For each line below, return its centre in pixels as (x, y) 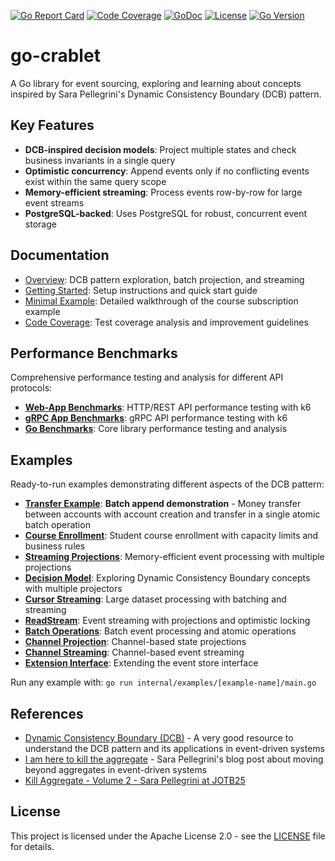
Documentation (60, 255)
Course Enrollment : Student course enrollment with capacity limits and (171, 536)
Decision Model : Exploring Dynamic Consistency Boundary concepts (167, 578)
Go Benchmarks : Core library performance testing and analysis (156, 429)
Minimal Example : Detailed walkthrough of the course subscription (161, 301)
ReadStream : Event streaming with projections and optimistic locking (167, 621)
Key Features (52, 125)
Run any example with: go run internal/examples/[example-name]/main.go (163, 682)
